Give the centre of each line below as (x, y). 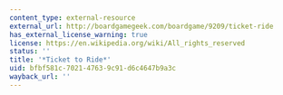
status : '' (30, 52)
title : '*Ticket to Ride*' (60, 60)
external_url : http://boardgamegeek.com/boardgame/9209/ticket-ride (141, 26)
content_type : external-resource (73, 18)
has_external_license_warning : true (78, 34)
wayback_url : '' (40, 77)
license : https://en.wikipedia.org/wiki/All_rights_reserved (127, 43)
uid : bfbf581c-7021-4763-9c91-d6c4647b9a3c (93, 69)
